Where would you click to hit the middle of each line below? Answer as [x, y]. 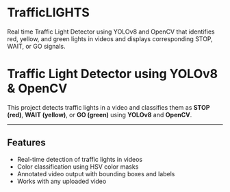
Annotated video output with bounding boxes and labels [96, 173]
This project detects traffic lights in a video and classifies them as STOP [108, 107]
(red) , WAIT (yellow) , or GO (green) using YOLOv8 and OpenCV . [100, 115]
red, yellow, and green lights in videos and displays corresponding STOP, [110, 38]
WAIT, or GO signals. [36, 46]
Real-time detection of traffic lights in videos [79, 159]
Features [26, 143]
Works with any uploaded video [62, 181]
